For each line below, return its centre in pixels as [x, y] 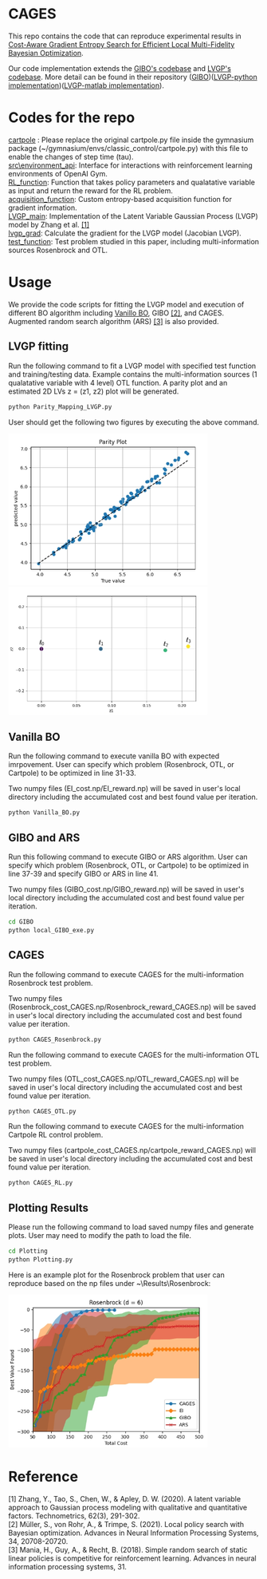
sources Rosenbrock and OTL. [58, 250]
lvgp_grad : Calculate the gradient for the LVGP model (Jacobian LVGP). [125, 233]
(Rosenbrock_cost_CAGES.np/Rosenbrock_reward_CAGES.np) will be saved [132, 1007]
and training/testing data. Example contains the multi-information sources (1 [133, 374]
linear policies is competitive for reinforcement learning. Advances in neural [132, 1558]
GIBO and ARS [44, 838]
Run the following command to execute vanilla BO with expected [114, 756]
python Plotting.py [41, 1260]
